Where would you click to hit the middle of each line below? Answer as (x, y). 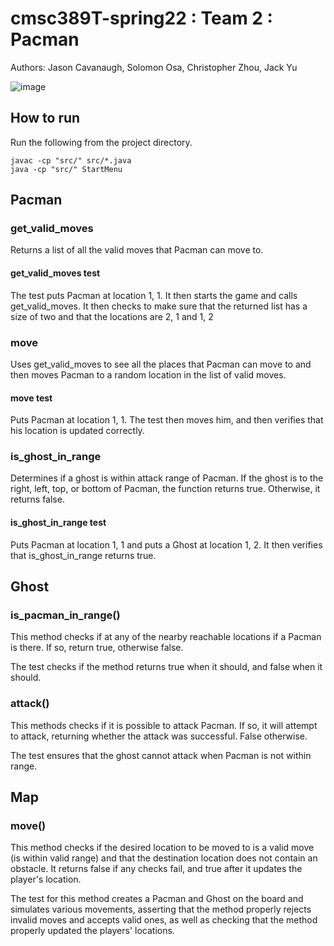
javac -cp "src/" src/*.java (71, 160)
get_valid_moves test (55, 273)
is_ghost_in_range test (58, 523)
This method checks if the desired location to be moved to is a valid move (162, 848)
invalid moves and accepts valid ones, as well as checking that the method (164, 920)
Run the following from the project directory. (101, 142)
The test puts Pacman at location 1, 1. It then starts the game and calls (154, 295)
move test (31, 398)
